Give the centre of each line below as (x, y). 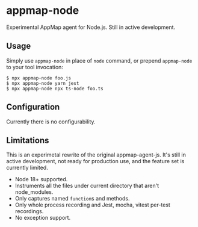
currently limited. (27, 168)
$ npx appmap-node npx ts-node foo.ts (55, 89)
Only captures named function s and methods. (72, 199)
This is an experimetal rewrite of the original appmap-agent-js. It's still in (96, 155)
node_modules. (34, 192)
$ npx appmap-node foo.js (39, 78)
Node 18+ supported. (41, 179)
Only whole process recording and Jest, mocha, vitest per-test (92, 205)
